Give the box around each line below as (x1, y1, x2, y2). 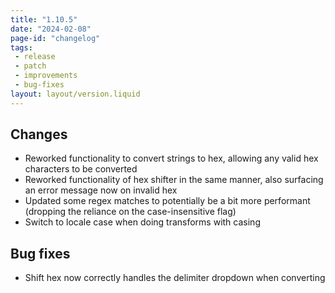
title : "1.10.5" (10, 14, 78, 25)
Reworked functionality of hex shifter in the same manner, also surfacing (24, 174, 324, 186)
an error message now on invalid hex (24, 184, 178, 196)
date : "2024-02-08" (10, 24, 92, 34)
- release (14, 52, 56, 62)
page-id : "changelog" (10, 33, 101, 43)
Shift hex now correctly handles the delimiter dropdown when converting (24, 272, 326, 284)
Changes (10, 126, 68, 143)
